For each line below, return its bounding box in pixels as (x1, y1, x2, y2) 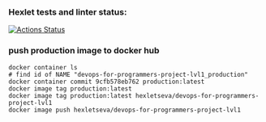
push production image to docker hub (8, 45, 160, 57)
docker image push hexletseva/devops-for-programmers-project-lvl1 (8, 106, 242, 114)
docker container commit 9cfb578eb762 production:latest (8, 78, 205, 86)
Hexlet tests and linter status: (8, 6, 127, 18)
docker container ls (8, 63, 79, 71)
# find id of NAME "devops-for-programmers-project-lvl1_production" (8, 70, 249, 78)
